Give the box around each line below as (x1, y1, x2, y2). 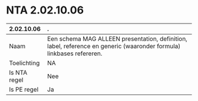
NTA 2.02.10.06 (6, 4, 84, 17)
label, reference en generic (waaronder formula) (47, 42, 181, 50)
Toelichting (9, 59, 40, 67)
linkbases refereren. (47, 49, 103, 58)
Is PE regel (9, 85, 39, 93)
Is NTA (9, 68, 28, 76)
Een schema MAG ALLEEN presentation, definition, (47, 35, 187, 43)
